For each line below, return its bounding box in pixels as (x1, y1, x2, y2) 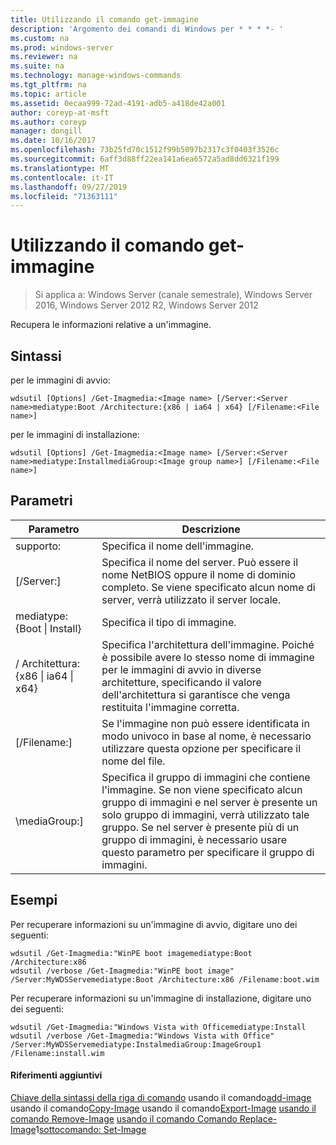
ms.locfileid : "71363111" (10, 191, 118, 201)
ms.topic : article (10, 89, 87, 99)
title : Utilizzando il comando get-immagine (10, 14, 199, 25)
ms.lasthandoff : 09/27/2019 (10, 182, 128, 192)
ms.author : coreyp (10, 117, 87, 127)
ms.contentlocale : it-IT (10, 172, 114, 183)
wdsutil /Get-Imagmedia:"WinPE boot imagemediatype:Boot (10, 948, 253, 958)
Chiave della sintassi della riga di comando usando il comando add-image (10, 1091, 312, 1103)
